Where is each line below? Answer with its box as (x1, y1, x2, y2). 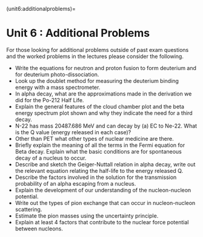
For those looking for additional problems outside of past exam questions (6, 46, 189, 53)
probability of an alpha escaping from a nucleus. (15, 180, 136, 187)
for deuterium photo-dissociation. (15, 71, 99, 78)
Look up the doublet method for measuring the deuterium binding (15, 77, 179, 84)
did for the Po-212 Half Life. (15, 96, 84, 103)
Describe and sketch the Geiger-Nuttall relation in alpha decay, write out (15, 160, 196, 168)
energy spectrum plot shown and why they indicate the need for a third (15, 109, 193, 117)
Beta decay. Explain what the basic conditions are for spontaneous (15, 148, 182, 155)
